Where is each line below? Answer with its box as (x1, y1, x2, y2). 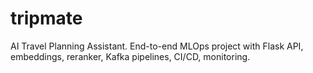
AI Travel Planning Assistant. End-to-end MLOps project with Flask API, (10, 40, 304, 52)
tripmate (10, 7, 83, 30)
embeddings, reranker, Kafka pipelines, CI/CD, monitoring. (10, 50, 251, 62)
